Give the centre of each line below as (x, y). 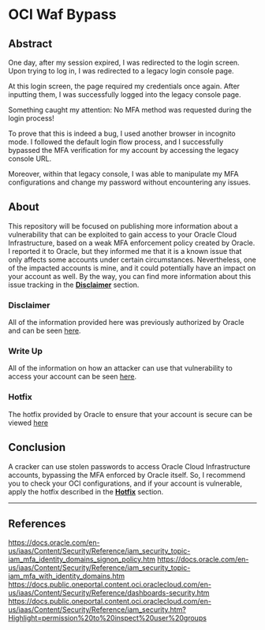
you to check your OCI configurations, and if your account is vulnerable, (125, 483)
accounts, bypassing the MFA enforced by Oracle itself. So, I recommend (127, 475)
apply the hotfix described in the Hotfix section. (86, 491)
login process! (31, 118)
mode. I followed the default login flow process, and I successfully (116, 142)
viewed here (28, 423)
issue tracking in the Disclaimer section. (74, 285)
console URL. (30, 158)
